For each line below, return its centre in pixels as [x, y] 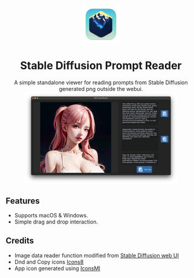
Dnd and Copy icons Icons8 [49, 262]
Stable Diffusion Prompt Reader [101, 65]
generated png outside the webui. [101, 88]
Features [23, 201]
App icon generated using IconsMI [57, 268]
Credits [20, 241]
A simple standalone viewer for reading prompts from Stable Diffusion [101, 82]
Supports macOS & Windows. [51, 216]
